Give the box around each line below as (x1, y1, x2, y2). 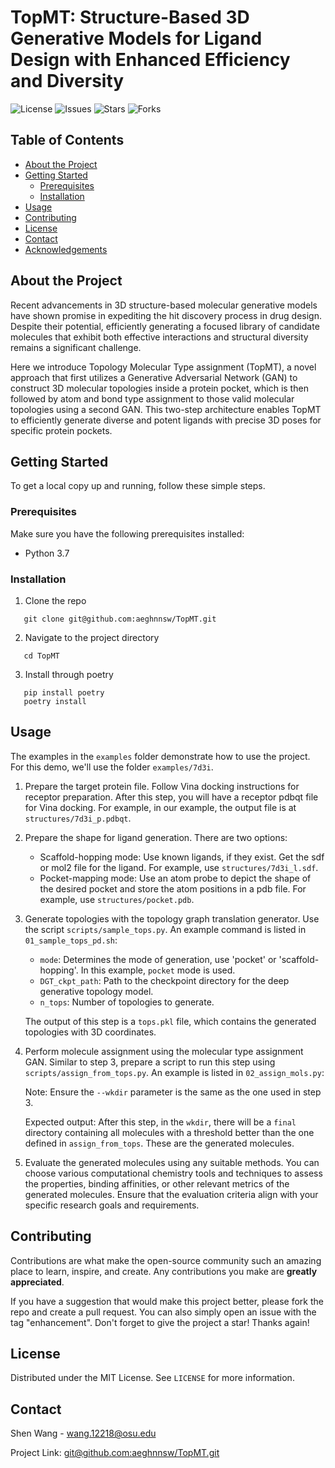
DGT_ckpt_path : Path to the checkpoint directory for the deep (39, 974, 290, 986)
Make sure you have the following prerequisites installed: (10, 527, 245, 540)
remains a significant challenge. (10, 341, 142, 353)
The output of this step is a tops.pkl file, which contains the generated (24, 1015, 317, 1027)
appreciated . (10, 1276, 65, 1288)
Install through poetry (24, 668, 114, 680)
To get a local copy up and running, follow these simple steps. (10, 480, 266, 492)
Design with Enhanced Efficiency (10, 49, 291, 71)
